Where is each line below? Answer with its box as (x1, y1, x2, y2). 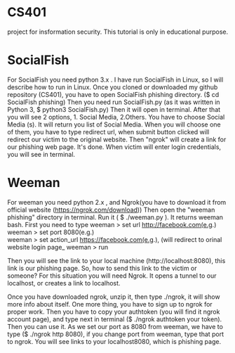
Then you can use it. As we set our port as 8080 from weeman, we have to (7, 322, 223, 330)
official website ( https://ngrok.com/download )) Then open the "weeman (7, 205, 215, 214)
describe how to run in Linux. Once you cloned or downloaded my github (7, 82, 218, 91)
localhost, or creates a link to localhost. (7, 278, 121, 287)
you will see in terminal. (7, 150, 76, 158)
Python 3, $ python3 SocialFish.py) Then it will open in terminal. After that (7, 105, 221, 113)
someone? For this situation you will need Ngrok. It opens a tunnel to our (7, 271, 217, 280)
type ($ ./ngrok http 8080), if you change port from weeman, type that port (7, 330, 224, 338)
